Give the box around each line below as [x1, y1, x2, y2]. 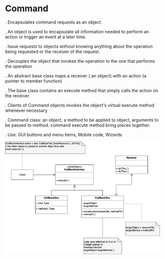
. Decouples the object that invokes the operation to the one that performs [5, 58, 155, 64]
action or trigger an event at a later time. [5, 34, 87, 40]
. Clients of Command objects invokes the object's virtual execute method [5, 102, 155, 108]
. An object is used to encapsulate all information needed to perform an [5, 28, 149, 34]
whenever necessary [5, 107, 48, 113]
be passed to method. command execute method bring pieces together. [5, 122, 151, 128]
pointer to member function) [5, 78, 62, 84]
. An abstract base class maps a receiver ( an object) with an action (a [5, 73, 146, 78]
